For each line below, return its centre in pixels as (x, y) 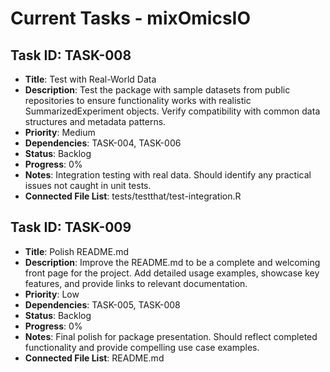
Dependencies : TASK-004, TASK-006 (103, 143)
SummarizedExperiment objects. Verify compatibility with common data (172, 111)
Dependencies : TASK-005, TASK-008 (102, 304)
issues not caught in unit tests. (88, 185)
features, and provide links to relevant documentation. (136, 283)
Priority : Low (52, 294)
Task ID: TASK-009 (71, 227)
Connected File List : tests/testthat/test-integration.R (133, 196)
